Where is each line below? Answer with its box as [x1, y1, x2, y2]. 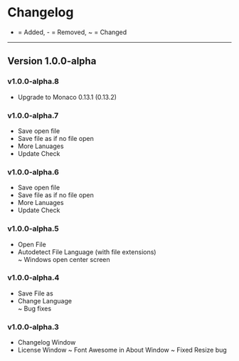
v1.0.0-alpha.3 [7, 322, 59, 332]
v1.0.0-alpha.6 [7, 167, 59, 177]
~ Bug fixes [17, 304, 52, 313]
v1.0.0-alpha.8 [7, 76, 59, 86]
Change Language [17, 296, 73, 305]
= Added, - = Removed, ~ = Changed [17, 28, 127, 36]
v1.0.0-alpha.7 [7, 110, 59, 120]
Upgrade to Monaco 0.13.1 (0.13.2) [17, 93, 117, 101]
